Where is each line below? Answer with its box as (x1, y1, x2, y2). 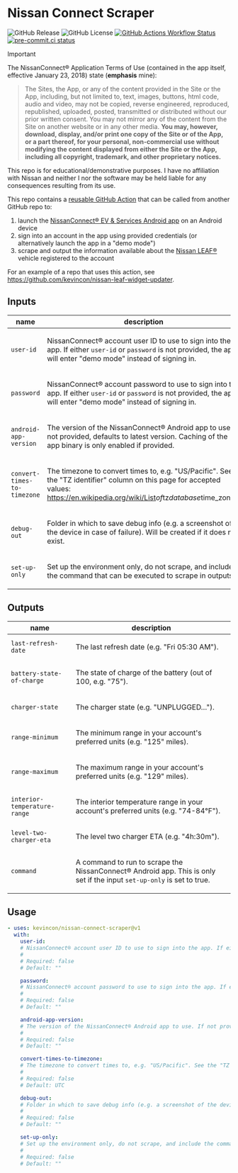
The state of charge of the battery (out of (75, 668, 212, 678)
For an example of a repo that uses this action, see (7, 267, 155, 276)
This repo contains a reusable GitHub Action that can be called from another (7, 195, 230, 203)
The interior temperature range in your (75, 797, 203, 807)
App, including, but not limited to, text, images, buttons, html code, (24, 92, 220, 101)
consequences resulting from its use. (7, 181, 116, 189)
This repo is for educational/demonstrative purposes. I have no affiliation (7, 166, 220, 174)
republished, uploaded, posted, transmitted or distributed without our (24, 107, 227, 116)
